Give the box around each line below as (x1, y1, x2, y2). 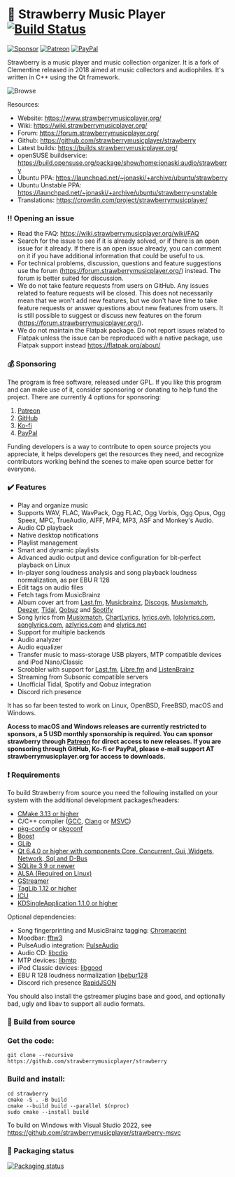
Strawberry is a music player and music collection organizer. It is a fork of (7, 58, 220, 66)
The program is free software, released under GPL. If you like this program (7, 378, 222, 386)
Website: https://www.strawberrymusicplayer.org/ (17, 114, 162, 122)
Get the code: (7, 1035, 55, 1045)
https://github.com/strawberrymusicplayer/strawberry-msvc (7, 1128, 181, 1136)
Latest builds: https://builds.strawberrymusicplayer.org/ (17, 143, 178, 152)
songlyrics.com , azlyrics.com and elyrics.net (17, 620, 147, 629)
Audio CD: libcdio (17, 949, 69, 957)
